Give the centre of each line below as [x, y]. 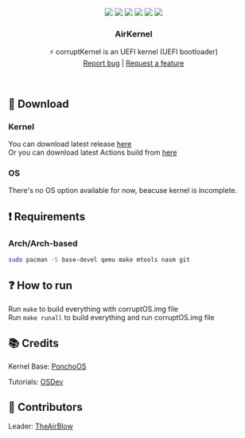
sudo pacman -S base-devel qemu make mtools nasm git [99, 259]
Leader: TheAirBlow [41, 426]
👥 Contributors [46, 407]
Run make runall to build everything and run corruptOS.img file [111, 317]
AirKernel [134, 34]
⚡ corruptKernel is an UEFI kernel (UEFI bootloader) [134, 52]
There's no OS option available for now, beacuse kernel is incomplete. [123, 191]
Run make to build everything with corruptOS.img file [93, 309]
